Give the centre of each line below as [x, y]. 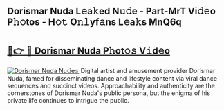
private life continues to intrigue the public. [68, 100]
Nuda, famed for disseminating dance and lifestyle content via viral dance [112, 78]
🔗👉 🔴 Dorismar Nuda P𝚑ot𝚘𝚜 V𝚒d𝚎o [89, 51]
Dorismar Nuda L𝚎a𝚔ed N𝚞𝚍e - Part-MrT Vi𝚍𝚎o [112, 11]
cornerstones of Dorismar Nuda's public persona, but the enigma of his [109, 93]
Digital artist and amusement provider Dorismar [148, 71]
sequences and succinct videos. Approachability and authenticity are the [111, 86]
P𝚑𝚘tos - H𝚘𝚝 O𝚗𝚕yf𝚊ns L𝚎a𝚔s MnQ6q [94, 22]
